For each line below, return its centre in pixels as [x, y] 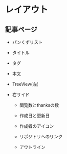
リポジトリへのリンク [41, 136]
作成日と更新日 [34, 115]
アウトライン [32, 147]
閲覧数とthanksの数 [39, 105]
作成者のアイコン [36, 126]
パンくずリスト [27, 42]
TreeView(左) [25, 84]
